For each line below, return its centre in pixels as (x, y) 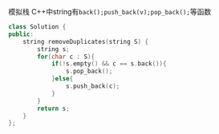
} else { (62, 79)
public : (21, 34)
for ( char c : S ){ (66, 57)
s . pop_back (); (89, 71)
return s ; (53, 108)
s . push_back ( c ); (93, 86)
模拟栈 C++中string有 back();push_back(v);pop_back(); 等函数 (110, 12)
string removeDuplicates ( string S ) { (86, 41)
